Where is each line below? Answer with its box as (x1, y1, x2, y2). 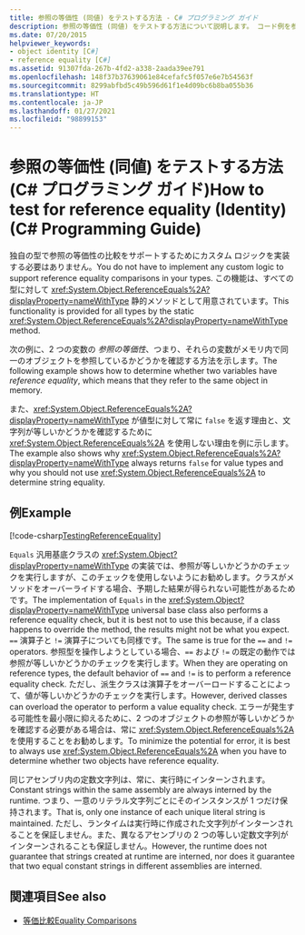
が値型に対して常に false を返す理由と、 (131, 415, 283, 426)
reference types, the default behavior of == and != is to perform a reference (9, 668, 291, 679)
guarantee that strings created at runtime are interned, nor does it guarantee (9, 850, 295, 861)
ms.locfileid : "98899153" (9, 115, 107, 124)
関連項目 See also (9, 889, 107, 905)
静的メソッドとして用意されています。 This (131, 296, 290, 307)
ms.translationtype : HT (9, 89, 100, 98)
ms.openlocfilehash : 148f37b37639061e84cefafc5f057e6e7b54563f (9, 73, 254, 82)
